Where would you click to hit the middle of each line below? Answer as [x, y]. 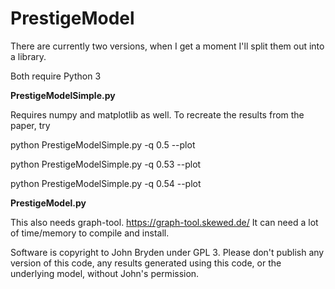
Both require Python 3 [56, 76]
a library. [28, 56]
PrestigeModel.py [48, 203]
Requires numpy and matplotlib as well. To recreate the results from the [157, 114]
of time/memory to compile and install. [90, 233]
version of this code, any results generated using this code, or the [146, 263]
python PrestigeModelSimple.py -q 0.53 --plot [106, 164]
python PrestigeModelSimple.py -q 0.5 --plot [103, 144]
